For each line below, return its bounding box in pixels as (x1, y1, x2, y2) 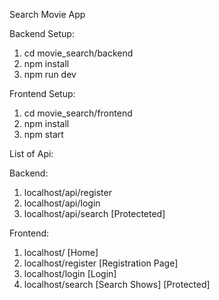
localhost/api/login (23, 197, 101, 209)
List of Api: (9, 148, 54, 159)
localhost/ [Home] (23, 247, 99, 258)
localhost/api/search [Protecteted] (23, 208, 166, 219)
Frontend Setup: (9, 88, 76, 99)
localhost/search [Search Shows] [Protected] (23, 279, 211, 290)
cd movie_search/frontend (23, 107, 133, 119)
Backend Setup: (9, 28, 75, 39)
